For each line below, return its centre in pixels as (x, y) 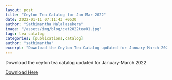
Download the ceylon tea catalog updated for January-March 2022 (76, 62)
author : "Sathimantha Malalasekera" (44, 24)
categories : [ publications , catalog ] (44, 39)
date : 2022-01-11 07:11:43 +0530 (41, 19)
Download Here (22, 72)
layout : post (19, 10)
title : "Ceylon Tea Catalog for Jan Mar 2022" (56, 15)
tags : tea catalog (25, 34)
